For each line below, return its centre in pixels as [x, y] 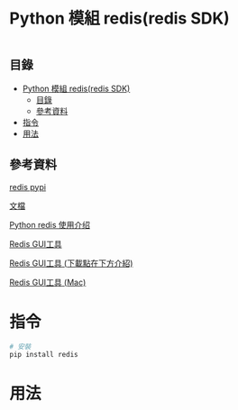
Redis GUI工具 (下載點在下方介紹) [71, 263]
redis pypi [28, 187]
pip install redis [44, 355]
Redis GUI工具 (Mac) [48, 282]
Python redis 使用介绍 [50, 224]
